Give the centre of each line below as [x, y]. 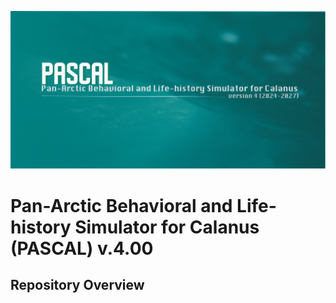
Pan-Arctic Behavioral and [121, 205]
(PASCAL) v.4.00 [82, 248]
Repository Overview [77, 285]
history [41, 227]
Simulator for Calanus [167, 227]
